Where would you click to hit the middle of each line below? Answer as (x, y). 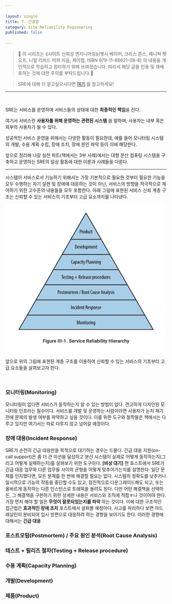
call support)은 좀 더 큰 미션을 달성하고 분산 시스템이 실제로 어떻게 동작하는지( (84, 457)
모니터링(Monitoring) (31, 392)
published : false (24, 33)
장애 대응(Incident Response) (41, 438)
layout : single (21, 16)
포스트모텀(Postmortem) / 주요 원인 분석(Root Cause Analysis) (81, 536)
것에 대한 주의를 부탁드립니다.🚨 (62, 73)
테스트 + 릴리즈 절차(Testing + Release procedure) (67, 551)
